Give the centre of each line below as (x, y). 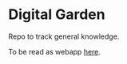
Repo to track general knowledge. (64, 36)
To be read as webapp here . (55, 51)
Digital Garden (57, 15)
